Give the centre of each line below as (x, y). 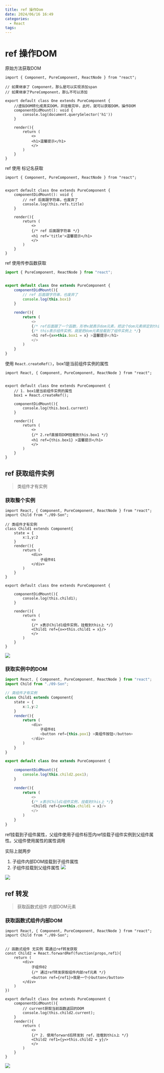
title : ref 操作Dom (24, 10)
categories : (17, 19)
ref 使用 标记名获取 (24, 168)
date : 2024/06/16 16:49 (29, 14)
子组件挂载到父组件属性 (36, 867)
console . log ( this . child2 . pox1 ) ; (56, 775)
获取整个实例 (20, 500)
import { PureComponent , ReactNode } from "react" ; (59, 272)
